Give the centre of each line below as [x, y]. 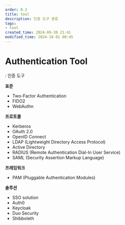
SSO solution [25, 197]
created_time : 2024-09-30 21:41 [38, 32]
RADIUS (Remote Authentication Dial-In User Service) [66, 152]
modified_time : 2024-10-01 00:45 [39, 37]
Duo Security [25, 213]
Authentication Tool [46, 61]
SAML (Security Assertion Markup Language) [58, 157]
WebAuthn [23, 106]
